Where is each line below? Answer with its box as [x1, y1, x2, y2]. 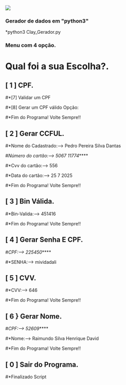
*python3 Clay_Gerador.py [5, 29, 61, 35]
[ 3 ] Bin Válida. [5, 197, 55, 206]
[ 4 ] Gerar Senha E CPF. [5, 235, 83, 244]
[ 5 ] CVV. [5, 274, 37, 283]
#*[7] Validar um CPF [5, 95, 51, 101]
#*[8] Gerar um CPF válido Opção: [5, 104, 79, 110]
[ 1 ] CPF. [5, 81, 34, 89]
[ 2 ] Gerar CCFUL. [5, 129, 65, 138]
